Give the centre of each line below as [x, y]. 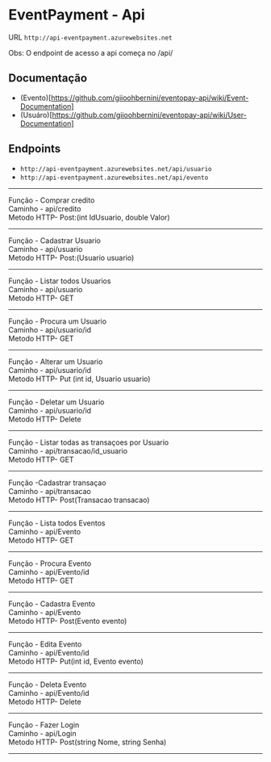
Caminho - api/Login [42, 733]
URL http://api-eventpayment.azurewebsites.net [90, 37]
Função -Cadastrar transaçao [57, 483]
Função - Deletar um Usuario [56, 402]
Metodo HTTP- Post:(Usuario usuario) [71, 257]
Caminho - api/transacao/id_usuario [68, 450]
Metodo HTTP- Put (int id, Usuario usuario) [79, 379]
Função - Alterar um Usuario [56, 362]
